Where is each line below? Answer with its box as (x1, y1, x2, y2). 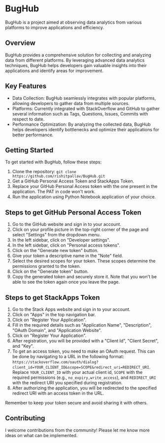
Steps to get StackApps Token (5, 293, 100, 301)
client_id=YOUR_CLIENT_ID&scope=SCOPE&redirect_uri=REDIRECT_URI (12, 365, 149, 370)
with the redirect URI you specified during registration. (12, 380, 123, 385)
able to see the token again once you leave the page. (12, 279, 120, 285)
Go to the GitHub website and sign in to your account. (12, 221, 122, 227)
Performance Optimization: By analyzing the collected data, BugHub (12, 121, 151, 127)
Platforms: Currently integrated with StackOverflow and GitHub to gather (12, 106, 160, 111)
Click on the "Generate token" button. (12, 268, 89, 274)
